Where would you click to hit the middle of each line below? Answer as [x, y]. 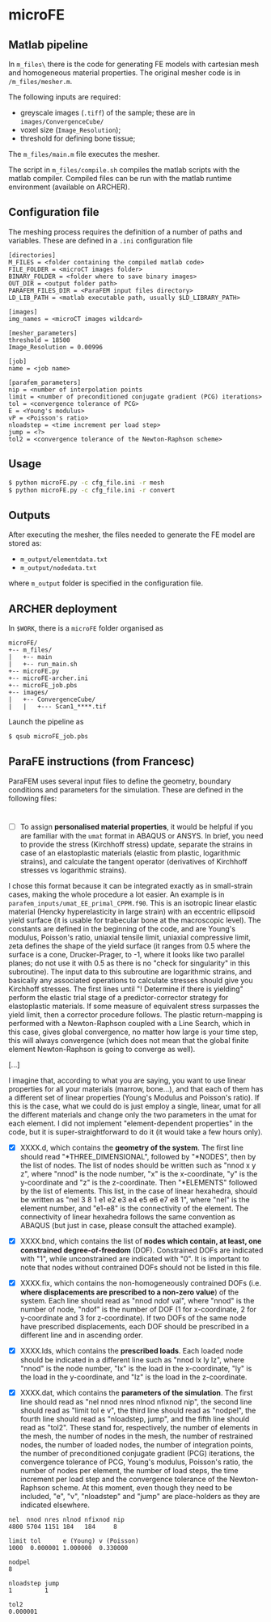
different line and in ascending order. [81, 1335]
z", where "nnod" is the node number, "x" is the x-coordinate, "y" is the [139, 1174]
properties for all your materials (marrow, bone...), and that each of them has [136, 1088]
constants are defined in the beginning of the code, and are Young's [122, 928]
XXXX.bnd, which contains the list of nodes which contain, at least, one [141, 1241]
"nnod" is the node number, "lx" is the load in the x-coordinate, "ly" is [136, 1369]
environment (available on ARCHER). [70, 187]
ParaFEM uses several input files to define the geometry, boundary [120, 781]
